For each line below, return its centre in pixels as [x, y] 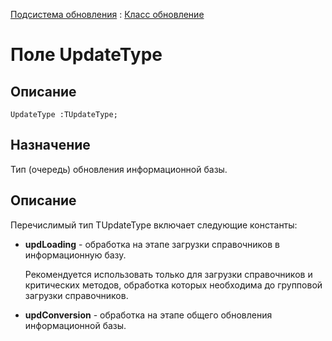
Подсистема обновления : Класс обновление [107, 14]
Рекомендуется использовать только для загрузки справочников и [168, 274]
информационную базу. [75, 255]
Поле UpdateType [86, 55]
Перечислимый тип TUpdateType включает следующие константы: [154, 225]
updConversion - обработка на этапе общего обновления [148, 315]
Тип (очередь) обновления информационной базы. [119, 169]
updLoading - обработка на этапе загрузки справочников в [152, 244]
